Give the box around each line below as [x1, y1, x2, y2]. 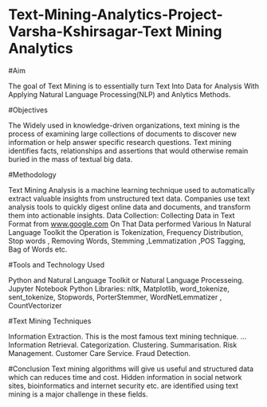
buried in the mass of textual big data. [8, 154, 133, 164]
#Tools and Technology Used [8, 260, 105, 269]
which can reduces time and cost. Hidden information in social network [8, 372, 242, 382]
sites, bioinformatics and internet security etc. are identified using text [8, 381, 239, 390]
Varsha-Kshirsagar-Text [8, 22, 173, 41]
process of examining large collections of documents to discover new [8, 129, 238, 139]
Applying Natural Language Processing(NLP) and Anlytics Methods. [8, 89, 231, 99]
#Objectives [8, 105, 48, 115]
